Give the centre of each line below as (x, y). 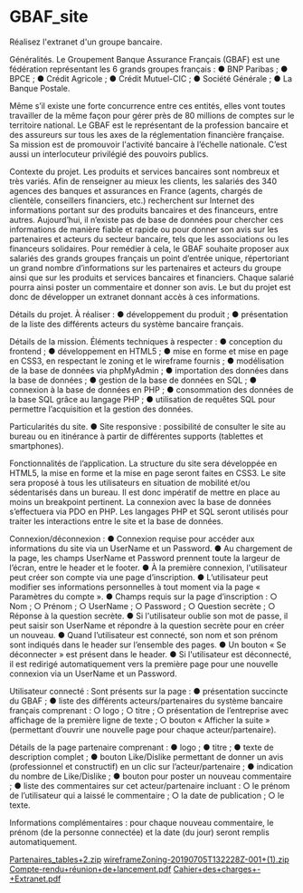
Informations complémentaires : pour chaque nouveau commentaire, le (142, 822)
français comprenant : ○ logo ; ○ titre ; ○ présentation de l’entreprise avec (149, 710)
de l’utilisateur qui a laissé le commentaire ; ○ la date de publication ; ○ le (147, 795)
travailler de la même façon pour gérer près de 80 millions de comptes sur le (152, 115)
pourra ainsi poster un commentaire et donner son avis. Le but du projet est (150, 286)
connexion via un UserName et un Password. (94, 674)
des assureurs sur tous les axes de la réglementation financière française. (147, 134)
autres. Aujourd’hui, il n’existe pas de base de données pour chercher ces (147, 219)
